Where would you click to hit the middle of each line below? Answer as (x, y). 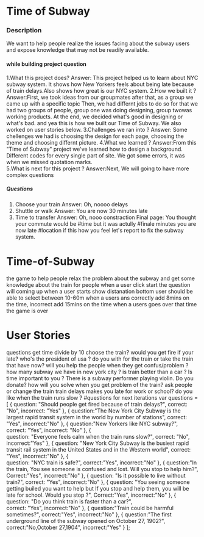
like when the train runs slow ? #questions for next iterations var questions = (102, 397)
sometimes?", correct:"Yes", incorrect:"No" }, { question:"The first (89, 514)
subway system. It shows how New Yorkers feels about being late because (100, 84)
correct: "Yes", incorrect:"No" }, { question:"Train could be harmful (90, 508)
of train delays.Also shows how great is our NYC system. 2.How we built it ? (101, 90)
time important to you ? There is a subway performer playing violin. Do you (100, 378)
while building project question (47, 64)
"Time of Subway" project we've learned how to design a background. (94, 149)
